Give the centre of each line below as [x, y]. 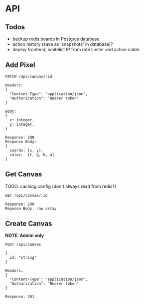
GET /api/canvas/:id [27, 195]
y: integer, [22, 124]
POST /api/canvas [23, 245]
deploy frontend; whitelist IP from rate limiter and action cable [76, 49]
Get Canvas [24, 174]
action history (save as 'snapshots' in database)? [63, 44]
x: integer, [22, 120]
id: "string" [23, 258]
